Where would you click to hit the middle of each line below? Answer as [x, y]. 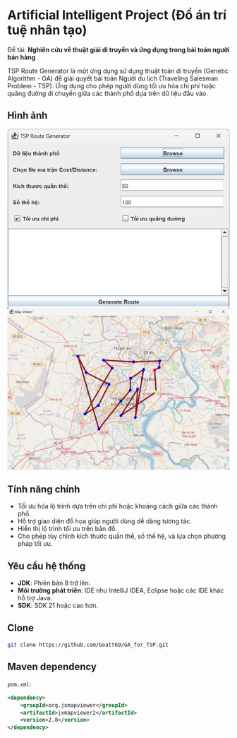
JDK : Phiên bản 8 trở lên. [54, 583]
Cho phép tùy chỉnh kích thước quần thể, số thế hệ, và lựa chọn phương [122, 536]
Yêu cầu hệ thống [47, 566]
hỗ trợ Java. [35, 598]
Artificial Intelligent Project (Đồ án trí [117, 15]
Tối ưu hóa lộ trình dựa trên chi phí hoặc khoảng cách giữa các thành [117, 506]
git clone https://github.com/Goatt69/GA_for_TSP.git [88, 645]
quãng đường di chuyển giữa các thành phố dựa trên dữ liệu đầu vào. [108, 93]
